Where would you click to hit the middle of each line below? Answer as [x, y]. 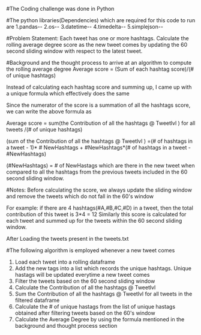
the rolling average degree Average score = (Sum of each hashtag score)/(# [100, 69]
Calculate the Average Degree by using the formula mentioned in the [100, 319]
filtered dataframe [37, 300]
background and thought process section [66, 326]
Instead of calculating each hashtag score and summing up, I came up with [99, 87]
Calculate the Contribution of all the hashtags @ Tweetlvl [85, 287]
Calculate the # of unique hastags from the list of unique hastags [95, 306]
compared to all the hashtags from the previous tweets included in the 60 [97, 172]
